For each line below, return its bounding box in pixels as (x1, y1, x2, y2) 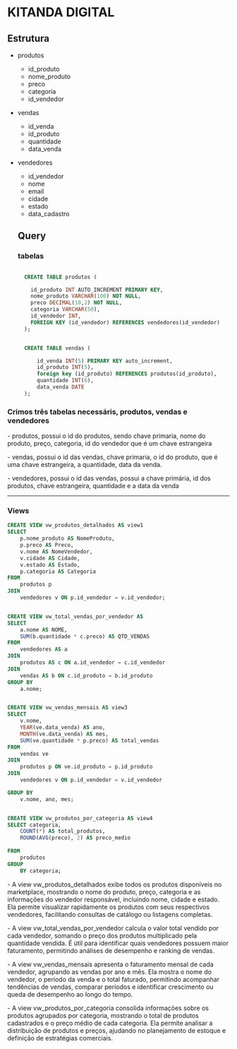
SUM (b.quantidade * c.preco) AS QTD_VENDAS (20, 633, 150, 640)
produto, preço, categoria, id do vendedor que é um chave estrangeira (7, 439, 212, 448)
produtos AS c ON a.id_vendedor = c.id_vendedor (20, 659, 166, 666)
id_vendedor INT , (30, 312, 81, 320)
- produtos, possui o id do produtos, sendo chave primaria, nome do (7, 432, 206, 440)
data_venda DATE (36, 384, 85, 391)
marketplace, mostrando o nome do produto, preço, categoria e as (7, 887, 201, 896)
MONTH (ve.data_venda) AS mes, (20, 730, 109, 737)
